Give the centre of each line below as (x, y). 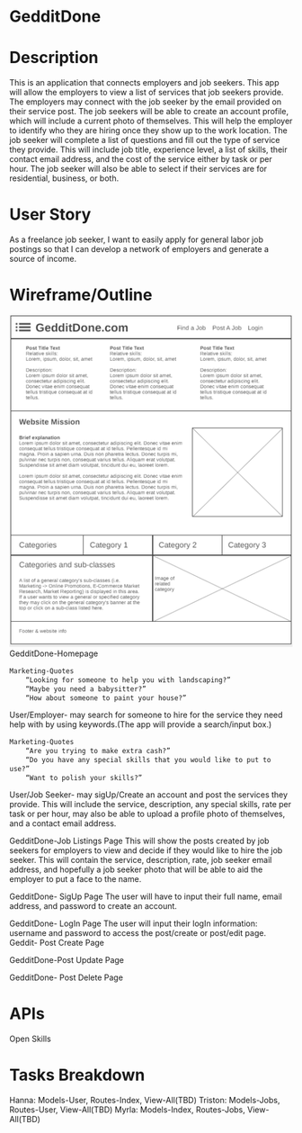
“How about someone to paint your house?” (106, 698)
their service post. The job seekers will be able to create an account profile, (149, 112)
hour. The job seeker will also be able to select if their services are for (138, 169)
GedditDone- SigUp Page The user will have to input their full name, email (146, 896)
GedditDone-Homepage (54, 653)
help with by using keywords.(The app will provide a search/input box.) (141, 724)
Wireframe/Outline (81, 295)
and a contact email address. (63, 823)
